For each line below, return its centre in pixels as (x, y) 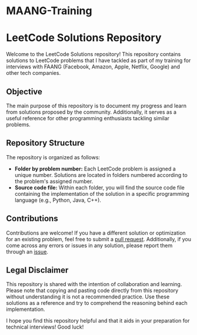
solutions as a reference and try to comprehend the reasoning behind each (97, 303)
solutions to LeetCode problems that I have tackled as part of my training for (98, 61)
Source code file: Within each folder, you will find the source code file (100, 188)
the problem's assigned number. (54, 181)
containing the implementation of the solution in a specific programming (102, 193)
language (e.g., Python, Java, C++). (58, 200)
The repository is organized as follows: (53, 157)
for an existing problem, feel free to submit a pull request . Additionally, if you (99, 239)
